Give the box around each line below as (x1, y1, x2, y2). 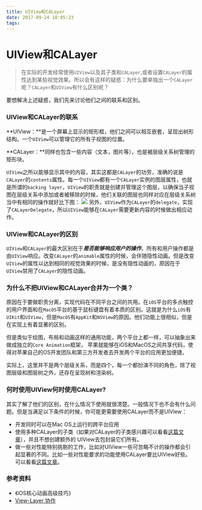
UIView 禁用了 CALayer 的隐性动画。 (6, 267, 89, 274)
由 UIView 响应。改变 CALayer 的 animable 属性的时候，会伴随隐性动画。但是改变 (6, 252, 195, 259)
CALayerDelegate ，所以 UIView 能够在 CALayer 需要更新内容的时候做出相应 (11, 205, 188, 213)
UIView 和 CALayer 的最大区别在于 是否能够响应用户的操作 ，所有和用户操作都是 (6, 244, 194, 252)
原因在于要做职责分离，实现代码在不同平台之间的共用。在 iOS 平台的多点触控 (6, 299, 194, 306)
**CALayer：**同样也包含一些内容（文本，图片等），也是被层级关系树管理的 (6, 148, 195, 155)
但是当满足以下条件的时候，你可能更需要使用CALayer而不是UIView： (16, 408, 188, 415)
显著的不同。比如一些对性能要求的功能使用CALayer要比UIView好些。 (20, 451, 191, 458)
